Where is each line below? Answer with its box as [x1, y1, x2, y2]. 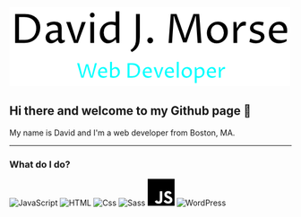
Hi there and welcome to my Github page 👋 [9, 103, 252, 118]
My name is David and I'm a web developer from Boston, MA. [9, 127, 236, 138]
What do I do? [9, 158, 71, 170]
